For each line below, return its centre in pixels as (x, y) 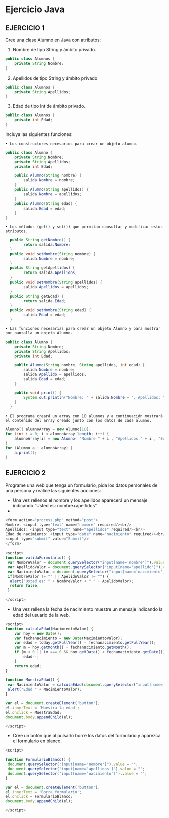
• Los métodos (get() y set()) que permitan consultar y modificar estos (84, 227)
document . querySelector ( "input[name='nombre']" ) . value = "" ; (73, 764)
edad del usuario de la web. (41, 615)
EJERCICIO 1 (25, 28)
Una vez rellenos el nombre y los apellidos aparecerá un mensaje (80, 500)
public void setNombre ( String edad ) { (51, 310)
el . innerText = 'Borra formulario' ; (44, 792)
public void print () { (38, 393)
